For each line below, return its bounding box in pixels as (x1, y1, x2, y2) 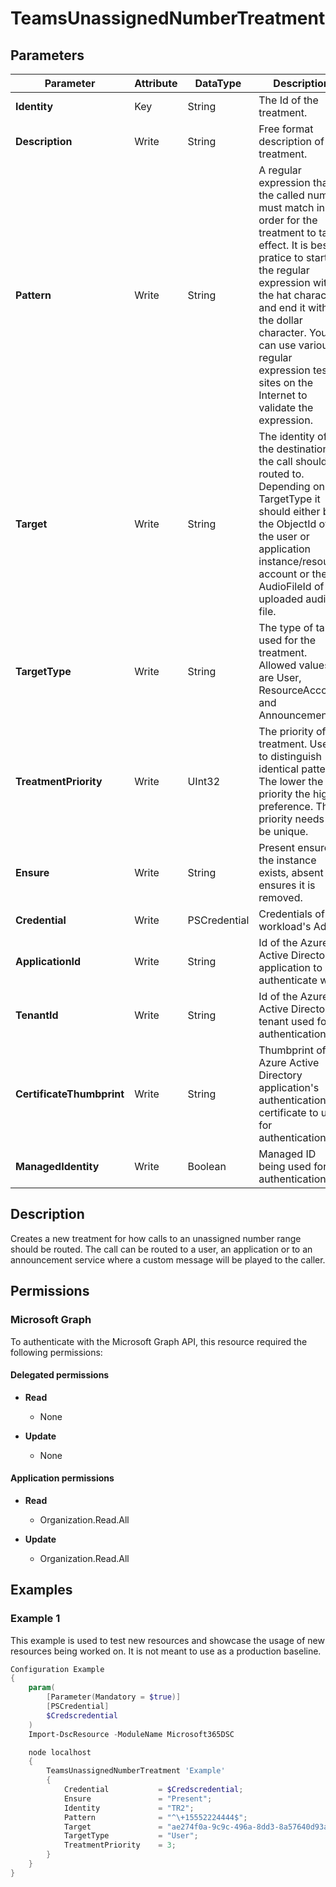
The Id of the (258, 93, 319, 107)
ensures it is (258, 878, 316, 892)
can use (258, 338, 297, 352)
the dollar (258, 313, 303, 327)
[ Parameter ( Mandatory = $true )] (46, 1692, 182, 1702)
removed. (258, 891, 303, 904)
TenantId (15, 1008, 59, 1022)
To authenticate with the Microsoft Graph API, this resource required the (10, 1335, 308, 1347)
